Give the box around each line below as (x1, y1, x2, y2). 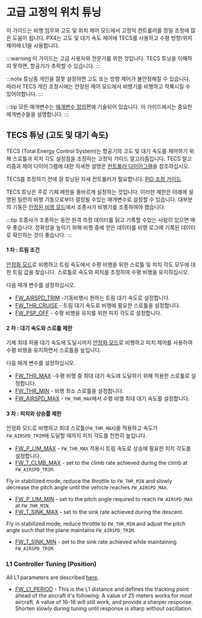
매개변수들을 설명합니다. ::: (6, 110, 69, 118)
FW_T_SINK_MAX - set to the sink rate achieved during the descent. (14, 508, 184, 516)
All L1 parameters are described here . (6, 573, 99, 581)
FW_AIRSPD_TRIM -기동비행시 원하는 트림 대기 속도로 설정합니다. (14, 294, 170, 301)
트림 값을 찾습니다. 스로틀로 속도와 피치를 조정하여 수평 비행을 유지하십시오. (12, 268, 190, 275)
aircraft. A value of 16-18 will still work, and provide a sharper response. (14, 598, 193, 605)
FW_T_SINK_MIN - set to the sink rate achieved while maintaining (14, 538, 177, 545)
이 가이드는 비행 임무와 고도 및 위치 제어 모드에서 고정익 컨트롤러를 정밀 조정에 (6, 27, 190, 34)
